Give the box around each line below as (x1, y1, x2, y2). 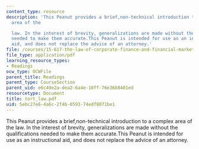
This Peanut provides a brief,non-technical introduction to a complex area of (6, 117, 192, 124)
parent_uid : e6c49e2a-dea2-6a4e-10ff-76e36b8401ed (6, 85, 134, 91)
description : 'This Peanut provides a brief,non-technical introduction (6, 14, 190, 20)
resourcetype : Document (6, 91, 65, 97)
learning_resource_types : (6, 57, 70, 64)
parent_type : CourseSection (6, 80, 76, 85)
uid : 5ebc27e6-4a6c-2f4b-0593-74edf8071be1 (6, 101, 115, 107)
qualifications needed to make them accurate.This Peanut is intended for (6, 130, 184, 137)
